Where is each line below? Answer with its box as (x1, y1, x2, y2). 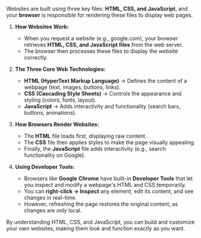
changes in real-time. (23, 194, 77, 201)
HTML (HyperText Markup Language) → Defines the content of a (23, 78, 188, 84)
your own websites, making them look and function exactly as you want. (6, 225, 185, 232)
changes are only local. (23, 207, 82, 214)
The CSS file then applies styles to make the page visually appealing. (23, 139, 196, 146)
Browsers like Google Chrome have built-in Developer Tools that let (23, 175, 193, 182)
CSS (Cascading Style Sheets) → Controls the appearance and (23, 90, 182, 97)
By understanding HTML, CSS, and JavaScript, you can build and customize (6, 219, 195, 225)
